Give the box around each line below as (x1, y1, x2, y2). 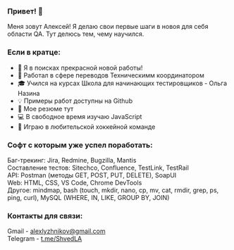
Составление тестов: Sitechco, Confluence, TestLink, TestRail (7, 163, 189, 172)
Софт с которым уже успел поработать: (7, 140, 153, 150)
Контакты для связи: (7, 211, 83, 220)
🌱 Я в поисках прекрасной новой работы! (17, 63, 143, 72)
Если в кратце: (7, 47, 61, 57)
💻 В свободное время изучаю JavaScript (17, 112, 142, 120)
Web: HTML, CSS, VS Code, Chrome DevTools (7, 178, 142, 187)
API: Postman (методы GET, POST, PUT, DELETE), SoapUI (7, 170, 177, 179)
